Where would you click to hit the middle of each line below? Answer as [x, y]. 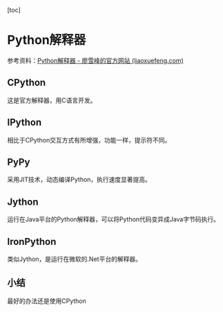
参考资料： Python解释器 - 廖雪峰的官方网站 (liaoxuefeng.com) [96, 60]
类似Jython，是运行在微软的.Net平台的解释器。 [74, 259]
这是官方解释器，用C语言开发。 [52, 100]
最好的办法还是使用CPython [47, 301]
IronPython [32, 241]
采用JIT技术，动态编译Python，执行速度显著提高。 [79, 180]
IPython [25, 123]
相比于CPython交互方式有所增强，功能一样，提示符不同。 [89, 140]
